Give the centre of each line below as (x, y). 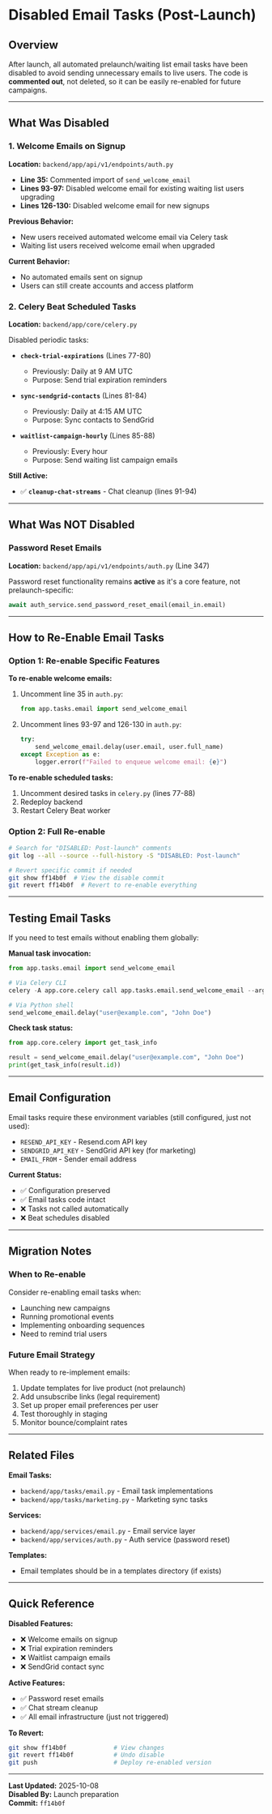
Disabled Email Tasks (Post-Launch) (132, 15)
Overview (34, 45)
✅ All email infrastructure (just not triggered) (94, 1717)
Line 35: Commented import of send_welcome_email (105, 179)
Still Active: (28, 475)
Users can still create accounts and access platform (107, 285)
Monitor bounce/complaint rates (74, 1422)
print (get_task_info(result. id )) (65, 1065)
